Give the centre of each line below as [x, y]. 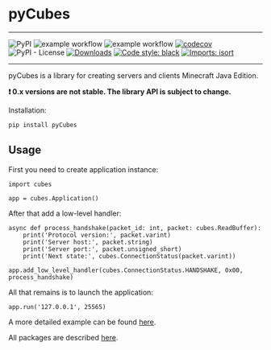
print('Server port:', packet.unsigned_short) [102, 249]
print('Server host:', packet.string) [88, 242]
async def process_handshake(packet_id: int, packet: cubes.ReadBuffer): [135, 228]
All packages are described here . [63, 337]
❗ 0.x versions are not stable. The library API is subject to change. [120, 91]
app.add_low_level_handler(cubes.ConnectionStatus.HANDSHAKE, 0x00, [126, 270]
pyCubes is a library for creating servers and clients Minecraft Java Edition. [133, 75]
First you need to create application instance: [83, 169]
